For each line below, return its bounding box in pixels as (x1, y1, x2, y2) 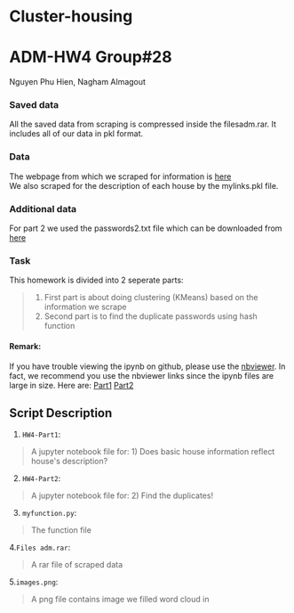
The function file (30, 525, 91, 535)
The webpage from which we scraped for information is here (9, 171, 232, 182)
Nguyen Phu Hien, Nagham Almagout (9, 77, 147, 87)
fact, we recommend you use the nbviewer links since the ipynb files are (9, 370, 274, 380)
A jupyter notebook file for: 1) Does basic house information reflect (30, 446, 275, 457)
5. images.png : (9, 576, 59, 587)
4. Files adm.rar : (9, 542, 71, 553)
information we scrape (44, 301, 127, 313)
